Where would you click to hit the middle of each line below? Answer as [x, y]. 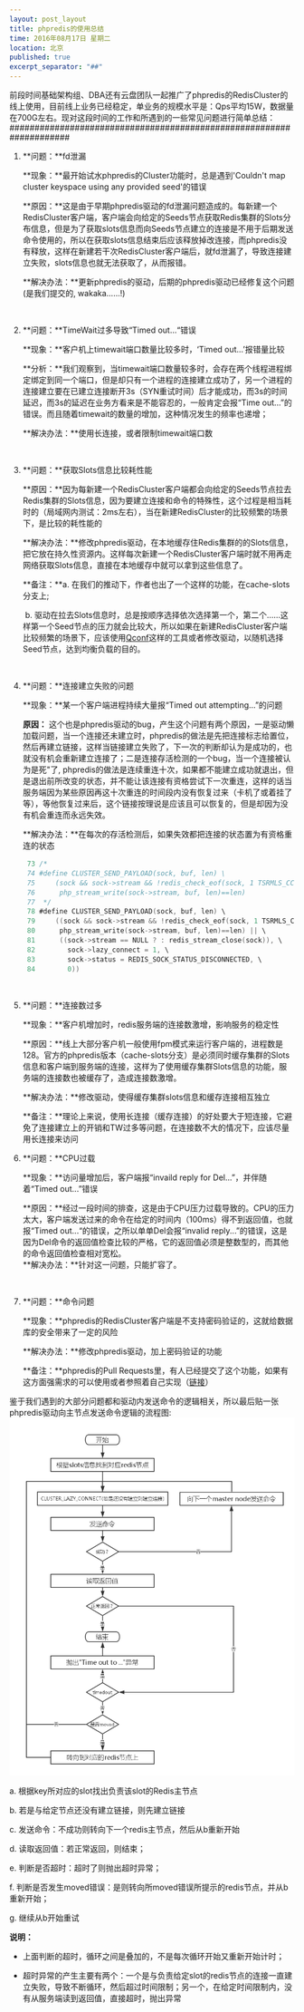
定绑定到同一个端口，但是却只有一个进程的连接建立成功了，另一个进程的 [157, 380]
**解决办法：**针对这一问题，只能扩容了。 [102, 1264]
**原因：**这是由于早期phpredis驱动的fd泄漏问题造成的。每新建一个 [150, 206]
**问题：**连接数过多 [62, 1005]
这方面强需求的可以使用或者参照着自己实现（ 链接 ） [118, 1381]
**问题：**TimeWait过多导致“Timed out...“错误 [109, 330]
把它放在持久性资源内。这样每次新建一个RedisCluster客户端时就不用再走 [157, 554]
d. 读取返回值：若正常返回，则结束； [78, 1848]
